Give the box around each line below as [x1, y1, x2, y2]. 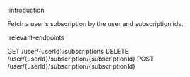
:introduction [7, 6, 44, 14]
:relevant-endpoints [7, 33, 65, 42]
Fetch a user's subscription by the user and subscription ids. [7, 20, 184, 28]
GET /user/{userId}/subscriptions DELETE [7, 47, 129, 55]
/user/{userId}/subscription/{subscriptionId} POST [7, 54, 154, 63]
